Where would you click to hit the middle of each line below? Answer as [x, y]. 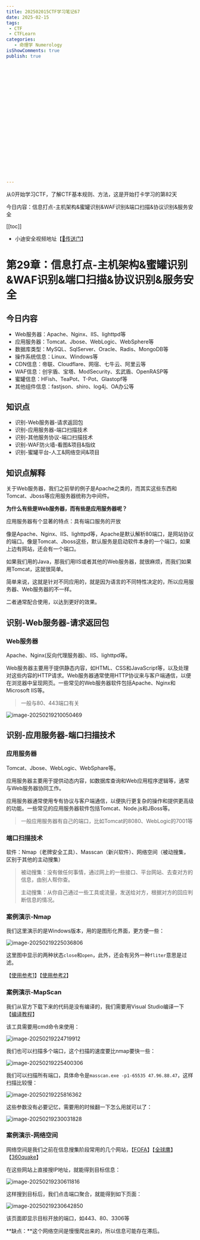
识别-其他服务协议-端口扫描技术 [54, 437]
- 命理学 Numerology [38, 45]
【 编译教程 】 [22, 1014]
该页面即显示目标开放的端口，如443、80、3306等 [68, 1218]
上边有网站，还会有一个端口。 [43, 549]
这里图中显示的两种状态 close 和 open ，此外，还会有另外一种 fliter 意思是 [94, 955]
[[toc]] [14, 226]
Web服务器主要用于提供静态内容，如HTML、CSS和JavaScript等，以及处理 [98, 668]
